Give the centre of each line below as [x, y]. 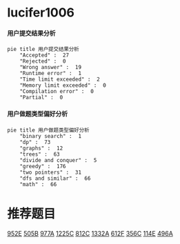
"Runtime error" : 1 [50, 74]
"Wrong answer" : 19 [50, 68]
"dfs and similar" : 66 [55, 178]
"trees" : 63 [40, 154]
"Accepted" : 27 [44, 55]
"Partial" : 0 [41, 98]
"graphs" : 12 [41, 148]
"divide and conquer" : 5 [58, 160]
